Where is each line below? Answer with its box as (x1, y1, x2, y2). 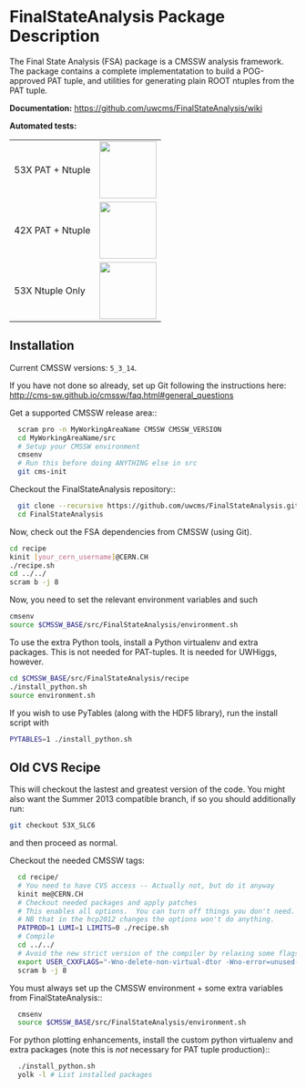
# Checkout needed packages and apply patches (17, 898, 198, 908)
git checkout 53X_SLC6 (9, 821, 96, 830)
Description (9, 26, 100, 46)
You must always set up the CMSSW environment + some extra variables (9, 982, 284, 993)
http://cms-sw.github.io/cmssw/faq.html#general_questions (9, 389, 234, 400)
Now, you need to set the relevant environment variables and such (9, 594, 258, 605)
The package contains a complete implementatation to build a (9, 66, 241, 77)
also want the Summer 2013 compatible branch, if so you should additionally (9, 794, 296, 805)
